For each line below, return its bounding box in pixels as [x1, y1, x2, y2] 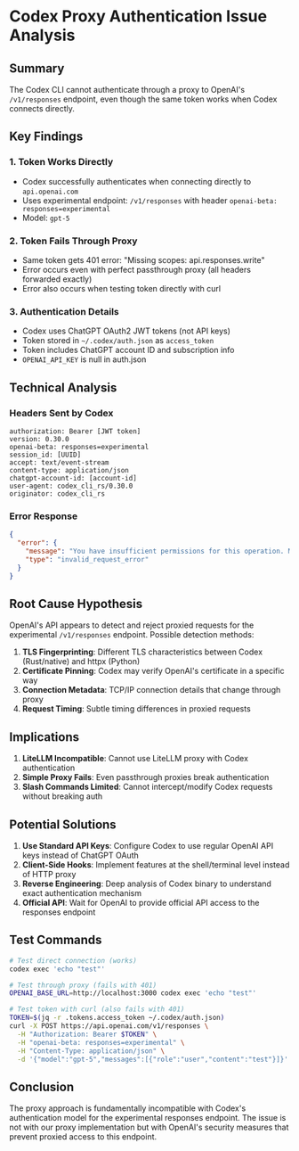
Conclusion [9, 1079, 75, 1094]
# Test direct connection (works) [9, 956, 138, 965]
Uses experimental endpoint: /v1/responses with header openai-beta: [21, 194, 278, 206]
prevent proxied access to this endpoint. [9, 1131, 158, 1142]
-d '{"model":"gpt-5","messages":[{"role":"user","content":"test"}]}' [17, 1055, 289, 1064]
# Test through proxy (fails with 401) [9, 981, 158, 990]
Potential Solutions [9, 817, 117, 832]
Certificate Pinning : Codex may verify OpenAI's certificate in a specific [21, 666, 285, 677]
